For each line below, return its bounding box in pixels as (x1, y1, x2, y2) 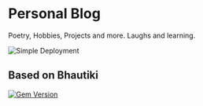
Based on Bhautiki (8, 68, 98, 82)
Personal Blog (8, 5, 101, 23)
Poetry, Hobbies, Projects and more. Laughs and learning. (8, 31, 196, 40)
